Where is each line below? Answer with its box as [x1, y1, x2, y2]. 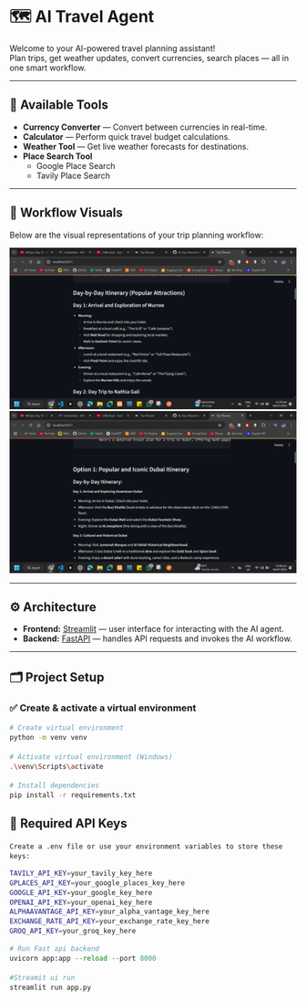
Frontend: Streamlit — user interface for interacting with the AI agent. [22, 624, 284, 635]
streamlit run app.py [9, 983, 92, 992]
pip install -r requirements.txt [9, 791, 137, 800]
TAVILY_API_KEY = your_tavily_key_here [9, 869, 153, 878]
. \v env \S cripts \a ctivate [9, 762, 104, 771]
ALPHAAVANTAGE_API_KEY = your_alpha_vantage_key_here [9, 907, 209, 917]
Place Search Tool [22, 151, 93, 162]
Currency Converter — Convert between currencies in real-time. [22, 121, 268, 132]
